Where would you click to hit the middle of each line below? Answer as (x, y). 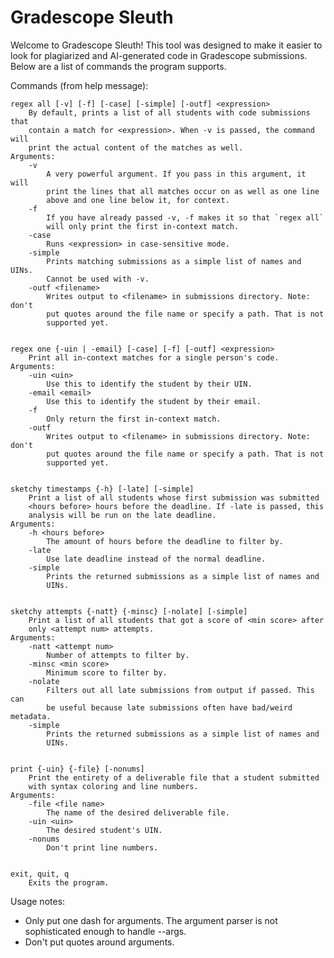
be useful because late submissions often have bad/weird (169, 707)
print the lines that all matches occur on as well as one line (183, 191)
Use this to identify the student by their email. (154, 401)
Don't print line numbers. (102, 847)
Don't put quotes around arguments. (99, 942)
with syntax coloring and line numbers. (113, 786)
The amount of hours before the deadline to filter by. (165, 541)
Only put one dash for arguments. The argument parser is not (151, 920)
